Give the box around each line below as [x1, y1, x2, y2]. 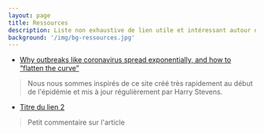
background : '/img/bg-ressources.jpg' [8, 33, 135, 42]
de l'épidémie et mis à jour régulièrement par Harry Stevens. [27, 87, 223, 97]
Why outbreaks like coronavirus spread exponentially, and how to [19, 55, 232, 65]
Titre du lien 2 [19, 102, 65, 112]
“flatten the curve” [19, 64, 80, 73]
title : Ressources [8, 19, 68, 27]
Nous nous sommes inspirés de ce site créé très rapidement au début [27, 79, 253, 88]
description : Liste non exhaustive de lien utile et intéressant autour [8, 26, 251, 34]
